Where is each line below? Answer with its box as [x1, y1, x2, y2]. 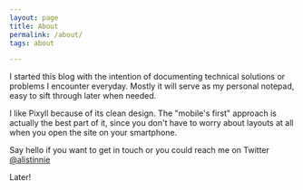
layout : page [9, 13, 59, 23]
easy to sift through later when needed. [9, 90, 157, 101]
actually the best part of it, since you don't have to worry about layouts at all [9, 118, 294, 128]
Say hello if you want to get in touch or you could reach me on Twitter [9, 145, 270, 156]
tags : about [9, 38, 54, 48]
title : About [9, 22, 59, 31]
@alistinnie [9, 155, 51, 166]
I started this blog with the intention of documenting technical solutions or [9, 71, 286, 82]
